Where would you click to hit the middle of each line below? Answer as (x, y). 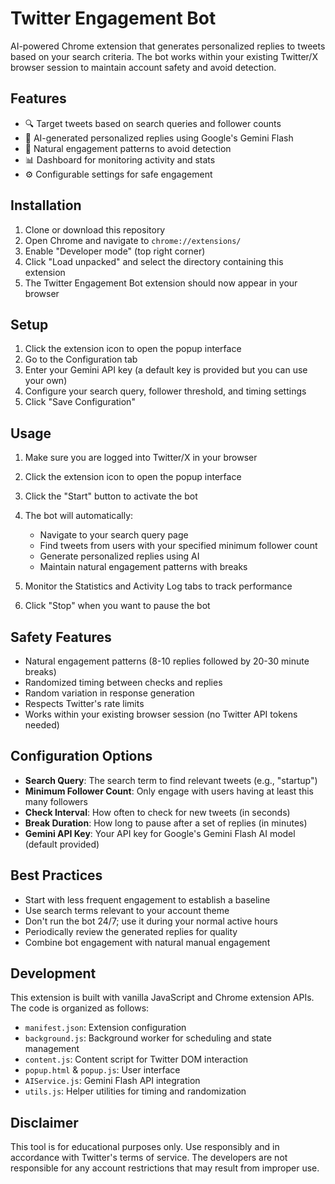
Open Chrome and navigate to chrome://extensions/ (133, 240)
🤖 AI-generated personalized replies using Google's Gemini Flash (159, 138)
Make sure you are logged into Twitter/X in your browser (141, 458)
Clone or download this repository (95, 229)
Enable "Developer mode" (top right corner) (115, 251)
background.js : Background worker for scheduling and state (148, 1038)
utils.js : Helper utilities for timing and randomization (135, 1091)
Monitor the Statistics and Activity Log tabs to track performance (158, 586)
